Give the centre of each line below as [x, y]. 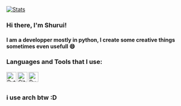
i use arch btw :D [32, 97]
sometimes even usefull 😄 [41, 46]
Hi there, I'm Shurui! [37, 25]
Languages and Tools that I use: [54, 62]
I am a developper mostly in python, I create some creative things [91, 40]
